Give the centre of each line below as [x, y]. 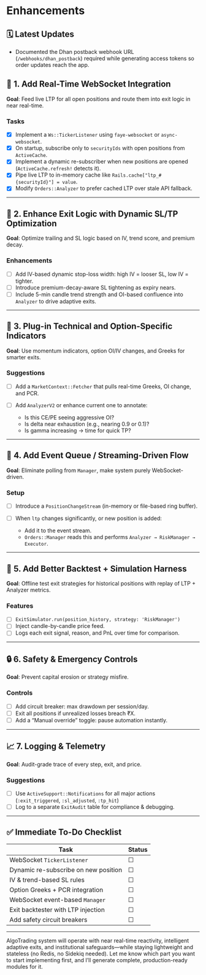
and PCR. [27, 393]
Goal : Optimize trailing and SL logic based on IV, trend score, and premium [101, 238]
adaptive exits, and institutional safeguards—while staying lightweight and [100, 947]
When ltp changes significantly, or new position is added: [89, 518]
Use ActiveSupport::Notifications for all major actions [85, 793]
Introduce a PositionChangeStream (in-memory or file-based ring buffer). [106, 506]
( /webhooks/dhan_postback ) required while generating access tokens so [105, 58]
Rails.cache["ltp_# [137, 175]
